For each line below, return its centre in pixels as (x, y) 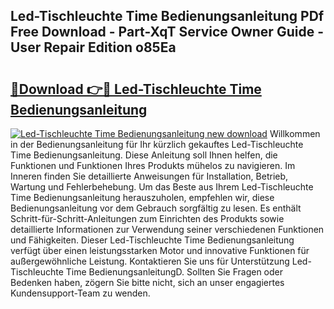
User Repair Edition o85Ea (93, 47)
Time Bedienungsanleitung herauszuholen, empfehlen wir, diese (142, 197)
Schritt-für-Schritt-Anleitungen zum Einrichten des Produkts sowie (147, 218)
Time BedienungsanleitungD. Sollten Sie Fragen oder (174, 272)
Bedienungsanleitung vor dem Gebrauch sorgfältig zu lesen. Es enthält (156, 208)
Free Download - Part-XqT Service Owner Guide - (167, 32)
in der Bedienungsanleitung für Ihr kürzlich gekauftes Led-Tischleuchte (157, 144)
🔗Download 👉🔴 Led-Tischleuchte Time (136, 89)
